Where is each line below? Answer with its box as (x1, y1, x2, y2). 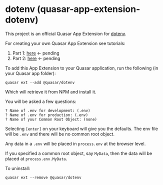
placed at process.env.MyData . (5, 155, 67, 161)
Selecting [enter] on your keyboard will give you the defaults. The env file (5, 125, 158, 131)
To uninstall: (5, 165, 30, 171)
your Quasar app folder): (5, 70, 56, 76)
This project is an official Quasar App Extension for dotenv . (5, 30, 126, 36)
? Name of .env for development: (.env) (5, 108, 91, 113)
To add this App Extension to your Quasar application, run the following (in (5, 65, 158, 71)
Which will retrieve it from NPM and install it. (5, 88, 96, 94)
